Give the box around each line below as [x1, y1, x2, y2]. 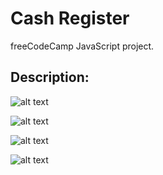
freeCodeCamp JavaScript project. [10, 40, 155, 52]
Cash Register [10, 7, 130, 30]
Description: [10, 69, 90, 86]
